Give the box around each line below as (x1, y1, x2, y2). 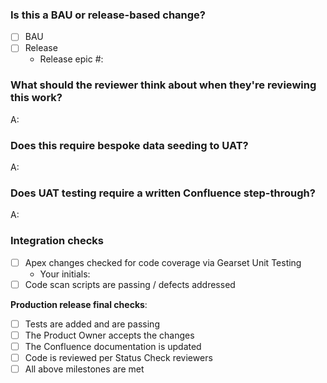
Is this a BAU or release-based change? (10, 8, 207, 22)
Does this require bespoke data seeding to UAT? (10, 138, 249, 152)
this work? (10, 91, 63, 105)
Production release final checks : (10, 298, 148, 310)
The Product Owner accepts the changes (24, 329, 195, 341)
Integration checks (10, 234, 104, 248)
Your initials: (39, 268, 91, 280)
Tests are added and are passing (24, 318, 160, 330)
